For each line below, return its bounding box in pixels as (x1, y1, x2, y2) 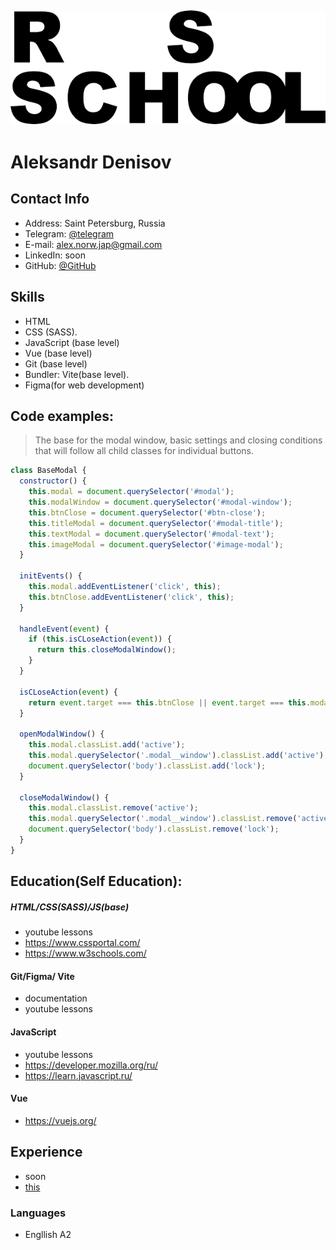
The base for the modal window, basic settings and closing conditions (34, 434, 323, 446)
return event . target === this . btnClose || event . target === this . (28, 697, 311, 708)
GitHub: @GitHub (24, 259, 97, 271)
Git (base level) (24, 357, 88, 370)
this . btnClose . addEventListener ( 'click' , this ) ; (28, 592, 235, 602)
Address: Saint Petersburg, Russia (24, 217, 166, 229)
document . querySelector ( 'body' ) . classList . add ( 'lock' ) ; (28, 761, 267, 771)
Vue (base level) (24, 347, 93, 359)
